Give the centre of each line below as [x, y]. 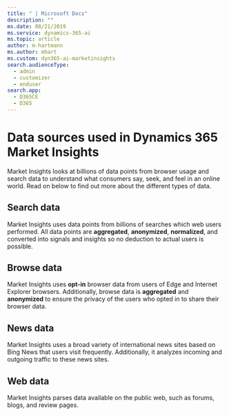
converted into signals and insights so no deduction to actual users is [106, 239]
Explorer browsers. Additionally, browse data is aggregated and [98, 292]
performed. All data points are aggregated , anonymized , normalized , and [113, 231]
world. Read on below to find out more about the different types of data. [109, 186]
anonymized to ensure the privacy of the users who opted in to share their [113, 299]
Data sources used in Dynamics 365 [113, 138]
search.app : [24, 90]
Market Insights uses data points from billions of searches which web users [114, 224]
